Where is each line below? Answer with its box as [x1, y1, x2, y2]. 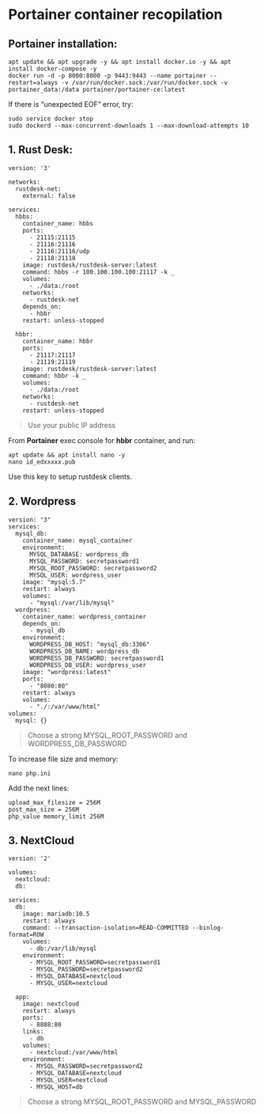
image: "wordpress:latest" [22, 668, 111, 676]
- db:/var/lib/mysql [28, 945, 97, 953]
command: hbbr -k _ [22, 372, 87, 380]
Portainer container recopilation [8, 6, 223, 24]
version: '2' [8, 854, 51, 863]
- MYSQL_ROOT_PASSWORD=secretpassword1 [28, 959, 160, 967]
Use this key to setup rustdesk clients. [8, 472, 133, 481]
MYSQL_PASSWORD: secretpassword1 [28, 557, 140, 565]
